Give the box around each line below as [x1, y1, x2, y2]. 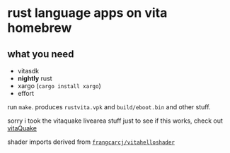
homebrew [7, 20, 72, 36]
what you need [7, 48, 74, 60]
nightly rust [17, 74, 52, 82]
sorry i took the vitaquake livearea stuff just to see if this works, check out [7, 116, 223, 125]
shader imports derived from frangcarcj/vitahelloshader [7, 137, 176, 146]
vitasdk [17, 67, 40, 75]
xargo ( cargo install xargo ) [17, 82, 101, 90]
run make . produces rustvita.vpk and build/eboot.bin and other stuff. [7, 103, 211, 111]
